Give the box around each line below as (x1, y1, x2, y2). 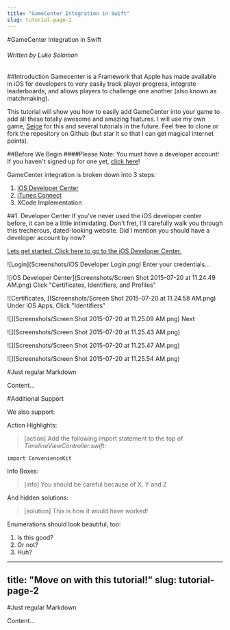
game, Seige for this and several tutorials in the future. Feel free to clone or (7, 121, 219, 130)
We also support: (7, 408, 55, 416)
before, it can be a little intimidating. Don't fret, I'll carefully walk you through (7, 219, 223, 227)
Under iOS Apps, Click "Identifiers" (7, 301, 106, 310)
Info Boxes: (7, 467, 39, 475)
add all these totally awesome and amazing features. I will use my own (7, 115, 206, 123)
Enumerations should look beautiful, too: (7, 520, 121, 528)
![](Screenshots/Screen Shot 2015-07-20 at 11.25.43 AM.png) (7, 327, 180, 336)
